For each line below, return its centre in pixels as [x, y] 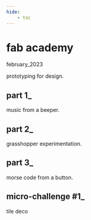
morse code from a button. [40, 177]
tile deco [17, 211]
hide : [13, 12]
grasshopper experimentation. [44, 144]
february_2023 [25, 64]
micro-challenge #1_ [45, 197]
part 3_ [20, 163]
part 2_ [20, 129]
